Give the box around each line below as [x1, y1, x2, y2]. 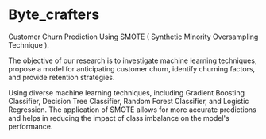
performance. [8, 122, 53, 131]
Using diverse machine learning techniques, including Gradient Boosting [8, 87, 245, 97]
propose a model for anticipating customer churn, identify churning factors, [8, 64, 256, 73]
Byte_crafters [8, 6, 100, 24]
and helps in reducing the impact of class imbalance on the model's [8, 113, 230, 122]
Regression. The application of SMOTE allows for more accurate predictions [8, 105, 256, 114]
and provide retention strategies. [8, 72, 115, 82]
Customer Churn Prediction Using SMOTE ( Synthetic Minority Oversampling [8, 32, 259, 41]
